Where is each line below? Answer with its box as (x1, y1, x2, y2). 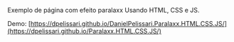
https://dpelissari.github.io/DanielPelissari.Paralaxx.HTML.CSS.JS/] (31, 20, 228, 27)
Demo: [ (7, 20, 31, 27)
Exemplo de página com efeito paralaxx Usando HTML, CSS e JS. (7, 6, 200, 14)
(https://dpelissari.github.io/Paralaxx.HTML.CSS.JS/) (7, 27, 162, 35)
